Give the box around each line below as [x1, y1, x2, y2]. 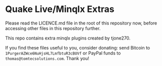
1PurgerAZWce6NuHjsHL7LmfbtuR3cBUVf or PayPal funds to [5, 50, 121, 56]
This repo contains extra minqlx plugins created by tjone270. [5, 35, 131, 41]
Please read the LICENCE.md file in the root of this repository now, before [5, 20, 157, 26]
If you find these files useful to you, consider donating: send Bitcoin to [5, 44, 150, 50]
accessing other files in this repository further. [5, 25, 101, 31]
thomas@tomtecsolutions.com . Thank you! [5, 55, 89, 61]
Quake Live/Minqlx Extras [5, 3, 114, 15]
